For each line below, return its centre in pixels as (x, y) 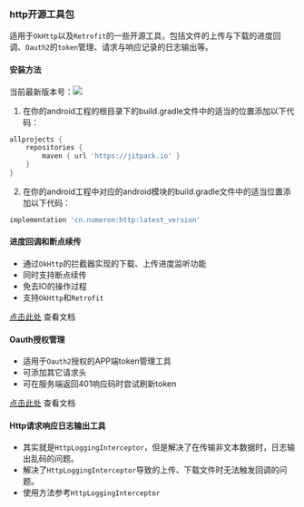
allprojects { (36, 139)
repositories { (54, 148)
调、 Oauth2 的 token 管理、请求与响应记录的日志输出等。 (111, 47)
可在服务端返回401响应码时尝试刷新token (99, 384)
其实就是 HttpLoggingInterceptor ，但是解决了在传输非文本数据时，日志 (155, 447)
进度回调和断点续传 (45, 241)
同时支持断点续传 (54, 275)
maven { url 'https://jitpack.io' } (111, 156)
